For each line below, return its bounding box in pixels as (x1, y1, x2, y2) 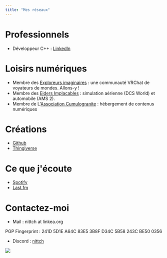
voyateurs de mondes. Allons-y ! (12, 84, 80, 90)
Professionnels (5, 28, 69, 40)
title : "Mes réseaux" (5, 7, 50, 12)
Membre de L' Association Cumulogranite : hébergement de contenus (12, 100, 154, 106)
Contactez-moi (5, 202, 69, 213)
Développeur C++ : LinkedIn (12, 45, 71, 51)
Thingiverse (12, 145, 37, 151)
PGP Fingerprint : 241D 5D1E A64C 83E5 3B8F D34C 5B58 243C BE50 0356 (5, 228, 162, 234)
